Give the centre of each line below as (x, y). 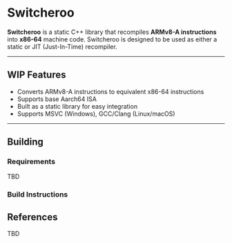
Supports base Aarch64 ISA (57, 99)
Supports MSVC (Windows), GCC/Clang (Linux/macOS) (96, 114)
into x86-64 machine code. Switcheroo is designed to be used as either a (112, 39)
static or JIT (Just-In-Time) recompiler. (62, 46)
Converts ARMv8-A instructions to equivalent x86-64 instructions (110, 91)
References (32, 217)
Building (25, 142)
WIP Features (37, 75)
